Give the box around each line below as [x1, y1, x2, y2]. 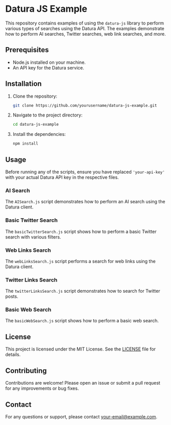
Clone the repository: [12, 93, 58, 99]
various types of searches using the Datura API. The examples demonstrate [5, 25, 164, 31]
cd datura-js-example [12, 122, 59, 127]
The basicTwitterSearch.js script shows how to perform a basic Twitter [5, 228, 157, 234]
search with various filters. [5, 233, 61, 240]
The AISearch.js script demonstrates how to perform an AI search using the [5, 199, 165, 205]
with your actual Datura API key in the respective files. [5, 174, 119, 180]
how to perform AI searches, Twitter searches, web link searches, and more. [5, 31, 166, 37]
